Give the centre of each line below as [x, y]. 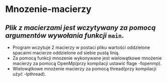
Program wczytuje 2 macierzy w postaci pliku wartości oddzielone [81, 47]
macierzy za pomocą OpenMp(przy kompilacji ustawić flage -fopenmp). [87, 63]
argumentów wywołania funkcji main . [65, 35]
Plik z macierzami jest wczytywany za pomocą [80, 28]
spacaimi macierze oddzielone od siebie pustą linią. [66, 53]
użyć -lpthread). [29, 74]
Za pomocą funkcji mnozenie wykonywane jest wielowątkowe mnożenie [87, 58]
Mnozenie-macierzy [48, 9]
